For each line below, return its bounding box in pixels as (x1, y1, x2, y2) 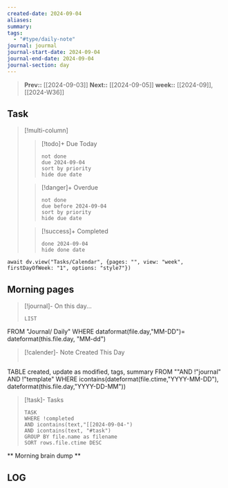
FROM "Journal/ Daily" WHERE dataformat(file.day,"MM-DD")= (7, 327, 185, 336)
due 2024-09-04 (41, 159, 85, 166)
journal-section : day (7, 62, 70, 69)
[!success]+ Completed (41, 227, 108, 235)
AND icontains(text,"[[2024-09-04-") (23, 422, 133, 428)
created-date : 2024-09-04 (7, 10, 82, 17)
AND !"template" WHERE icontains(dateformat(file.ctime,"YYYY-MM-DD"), (7, 375, 219, 383)
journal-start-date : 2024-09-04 (7, 49, 100, 56)
